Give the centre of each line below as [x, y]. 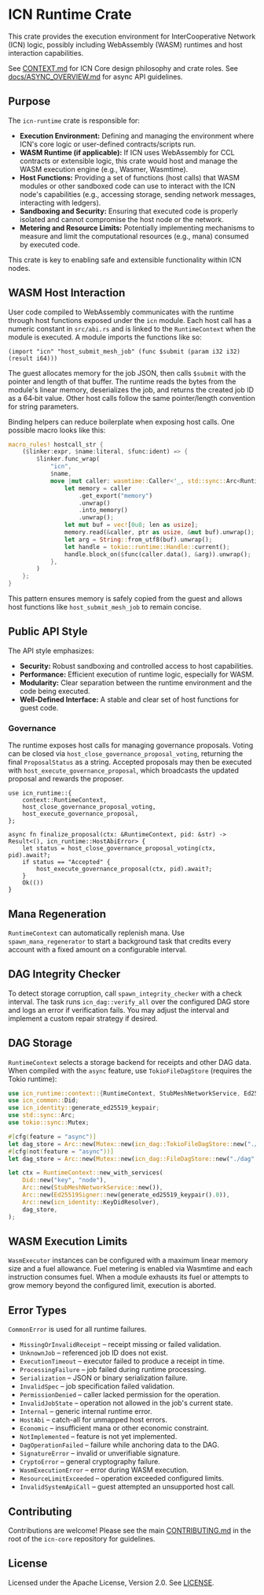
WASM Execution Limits [68, 1241]
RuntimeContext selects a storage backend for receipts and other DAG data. [130, 1062]
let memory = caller [98, 488]
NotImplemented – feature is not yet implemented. [98, 1437]
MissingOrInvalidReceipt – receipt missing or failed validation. [120, 1345]
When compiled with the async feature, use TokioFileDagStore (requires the [130, 1070]
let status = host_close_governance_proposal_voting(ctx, [119, 848]
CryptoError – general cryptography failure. [90, 1462]
